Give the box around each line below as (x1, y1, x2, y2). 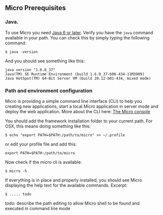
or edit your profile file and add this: (5, 141, 77, 147)
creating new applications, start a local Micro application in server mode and (5, 103, 159, 109)
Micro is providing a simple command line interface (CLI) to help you (5, 98, 142, 104)
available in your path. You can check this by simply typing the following (5, 35, 150, 40)
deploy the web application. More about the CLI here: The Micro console (5, 108, 150, 114)
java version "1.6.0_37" (5, 67, 55, 72)
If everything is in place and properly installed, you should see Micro (5, 177, 143, 183)
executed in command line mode (5, 205, 71, 211)
